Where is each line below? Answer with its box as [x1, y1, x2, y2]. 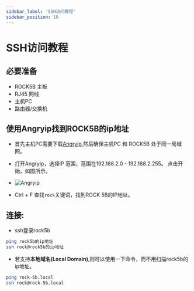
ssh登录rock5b [14, 227, 51, 234]
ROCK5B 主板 [14, 83, 48, 90]
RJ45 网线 [14, 90, 40, 97]
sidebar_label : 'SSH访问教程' [6, 8, 76, 15]
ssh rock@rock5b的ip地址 [6, 244, 64, 250]
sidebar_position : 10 [6, 14, 59, 20]
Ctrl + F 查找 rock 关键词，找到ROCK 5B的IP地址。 [14, 191, 133, 198]
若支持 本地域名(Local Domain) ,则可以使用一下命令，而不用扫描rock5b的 [14, 255, 189, 262]
